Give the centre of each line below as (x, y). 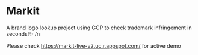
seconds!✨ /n (23, 33)
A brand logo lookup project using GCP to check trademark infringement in (99, 27)
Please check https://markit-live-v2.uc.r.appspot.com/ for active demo (94, 45)
